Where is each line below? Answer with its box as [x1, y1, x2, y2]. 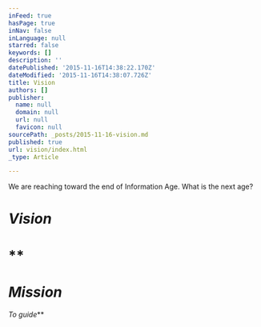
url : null [15, 116, 48, 124]
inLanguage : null [8, 34, 66, 42]
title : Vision [8, 78, 56, 86]
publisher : [8, 94, 45, 102]
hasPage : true [8, 19, 56, 27]
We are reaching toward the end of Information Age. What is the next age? [8, 181, 254, 192]
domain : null [15, 109, 59, 117]
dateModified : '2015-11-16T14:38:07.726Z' [8, 71, 152, 79]
